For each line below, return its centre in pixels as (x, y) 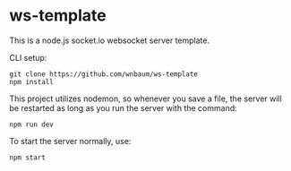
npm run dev (31, 124)
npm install (31, 81)
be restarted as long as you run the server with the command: (123, 107)
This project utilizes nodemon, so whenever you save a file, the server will (145, 98)
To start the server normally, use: (70, 141)
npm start (28, 158)
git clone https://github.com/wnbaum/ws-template (104, 74)
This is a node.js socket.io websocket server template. (110, 40)
